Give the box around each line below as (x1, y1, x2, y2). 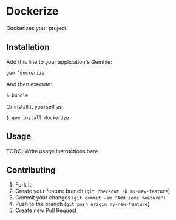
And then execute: (6, 80, 52, 88)
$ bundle (6, 92, 29, 98)
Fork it (15, 181, 32, 188)
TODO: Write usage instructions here (6, 147, 98, 154)
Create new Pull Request (15, 207, 77, 214)
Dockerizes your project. (6, 24, 68, 32)
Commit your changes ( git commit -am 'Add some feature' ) (15, 194, 166, 201)
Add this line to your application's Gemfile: (6, 58, 112, 65)
